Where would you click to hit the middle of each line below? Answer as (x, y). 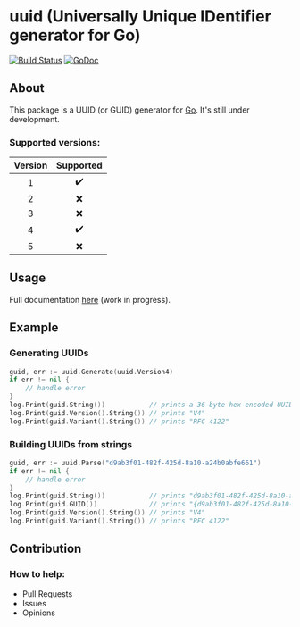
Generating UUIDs (49, 353)
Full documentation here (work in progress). (90, 299)
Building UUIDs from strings (71, 444)
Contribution (46, 549)
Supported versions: (55, 142)
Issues (34, 603)
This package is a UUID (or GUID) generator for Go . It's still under (129, 110)
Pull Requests (47, 594)
